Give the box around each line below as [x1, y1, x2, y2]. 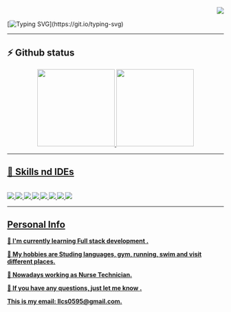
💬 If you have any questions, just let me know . [7, 284, 142, 292]
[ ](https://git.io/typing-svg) [7, 20, 124, 28]
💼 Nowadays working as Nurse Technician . [7, 271, 133, 279]
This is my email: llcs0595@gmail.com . [7, 298, 122, 306]
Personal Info [7, 219, 65, 230]
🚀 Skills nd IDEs [7, 166, 74, 178]
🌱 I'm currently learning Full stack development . [7, 237, 149, 245]
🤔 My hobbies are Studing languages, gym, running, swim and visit [7, 250, 202, 259]
